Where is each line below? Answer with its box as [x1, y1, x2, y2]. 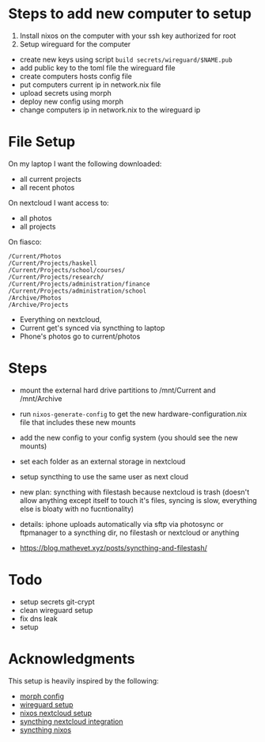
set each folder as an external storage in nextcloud [19, 456, 186, 466]
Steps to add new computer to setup [8, 5, 252, 23]
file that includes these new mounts [19, 417, 136, 427]
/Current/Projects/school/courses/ [8, 266, 126, 274]
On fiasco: [8, 237, 42, 246]
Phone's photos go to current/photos [19, 331, 141, 341]
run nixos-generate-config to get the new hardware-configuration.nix [19, 409, 248, 418]
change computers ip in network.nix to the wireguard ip [19, 104, 201, 115]
